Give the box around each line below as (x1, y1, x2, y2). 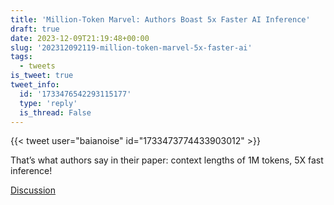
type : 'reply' (19, 98, 78, 108)
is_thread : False (19, 107, 92, 118)
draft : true (10, 24, 60, 34)
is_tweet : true (10, 71, 74, 81)
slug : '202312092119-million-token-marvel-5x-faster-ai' (10, 42, 253, 53)
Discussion (10, 184, 56, 196)
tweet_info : (10, 80, 60, 90)
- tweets (19, 61, 56, 71)
